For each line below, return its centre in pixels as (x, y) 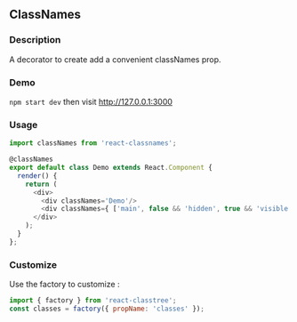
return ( (41, 184)
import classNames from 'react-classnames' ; (93, 143)
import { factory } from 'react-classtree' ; (93, 301)
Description (35, 40)
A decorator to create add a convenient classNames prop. (115, 59)
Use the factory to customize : (64, 285)
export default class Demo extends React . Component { (111, 168)
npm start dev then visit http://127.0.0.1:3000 (91, 101)
